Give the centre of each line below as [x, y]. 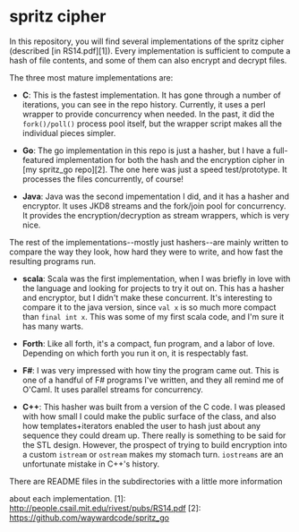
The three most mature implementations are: [91, 77]
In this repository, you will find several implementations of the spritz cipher [147, 41]
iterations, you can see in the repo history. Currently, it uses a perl [144, 104]
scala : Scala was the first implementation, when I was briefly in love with [156, 279]
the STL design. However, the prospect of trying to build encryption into [155, 444]
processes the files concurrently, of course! [103, 179]
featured [38, 159]
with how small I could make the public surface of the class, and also [149, 416]
